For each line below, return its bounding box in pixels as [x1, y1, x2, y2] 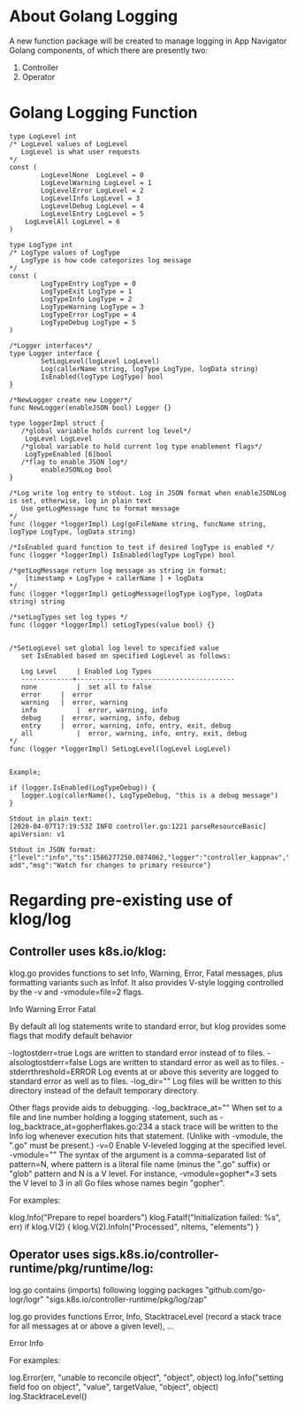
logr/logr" [9, 1294, 44, 1305]
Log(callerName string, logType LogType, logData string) [41, 364, 259, 373]
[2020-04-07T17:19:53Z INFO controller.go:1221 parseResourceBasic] [9, 822, 267, 830]
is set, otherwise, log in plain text [9, 496, 152, 505]
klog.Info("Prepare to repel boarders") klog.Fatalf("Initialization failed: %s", [9, 1211, 281, 1222]
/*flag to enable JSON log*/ [20, 457, 128, 466]
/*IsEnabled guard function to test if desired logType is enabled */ [9, 542, 275, 551]
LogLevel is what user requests [20, 147, 141, 156]
